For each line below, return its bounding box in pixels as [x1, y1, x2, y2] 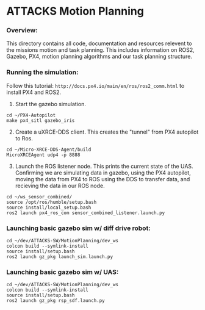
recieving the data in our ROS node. [15, 182, 105, 189]
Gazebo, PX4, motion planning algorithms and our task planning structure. [6, 53, 192, 60]
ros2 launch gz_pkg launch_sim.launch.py [6, 254, 113, 260]
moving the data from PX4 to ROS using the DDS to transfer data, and [15, 175, 190, 182]
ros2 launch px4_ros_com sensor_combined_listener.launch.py [6, 209, 165, 216]
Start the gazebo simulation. [15, 100, 87, 107]
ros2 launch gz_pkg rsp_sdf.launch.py [6, 298, 105, 304]
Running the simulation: [6, 68, 79, 77]
